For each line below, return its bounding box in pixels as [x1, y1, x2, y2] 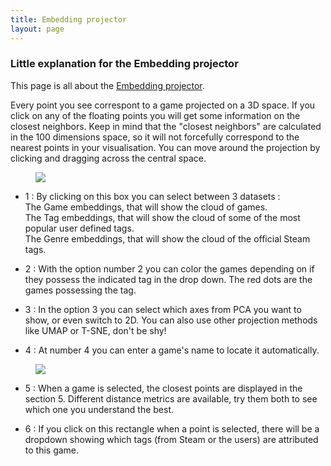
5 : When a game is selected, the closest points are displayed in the [24, 382, 303, 394]
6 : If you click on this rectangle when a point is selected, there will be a [24, 422, 320, 435]
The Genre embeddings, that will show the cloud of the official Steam [24, 232, 311, 245]
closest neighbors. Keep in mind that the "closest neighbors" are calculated [10, 120, 322, 132]
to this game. [24, 444, 80, 456]
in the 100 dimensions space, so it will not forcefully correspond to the [10, 131, 300, 143]
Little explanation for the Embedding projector [10, 57, 239, 71]
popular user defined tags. [24, 222, 135, 234]
